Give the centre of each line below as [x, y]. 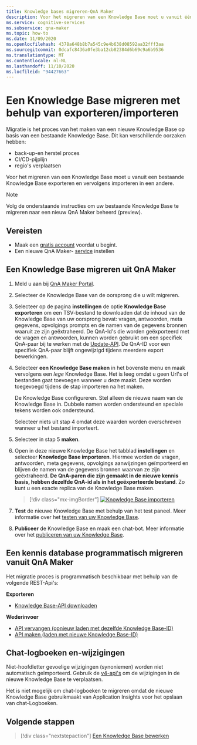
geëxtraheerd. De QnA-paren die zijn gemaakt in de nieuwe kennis [96, 476]
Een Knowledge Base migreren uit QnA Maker [91, 270]
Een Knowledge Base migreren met [93, 101]
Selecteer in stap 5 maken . [47, 439]
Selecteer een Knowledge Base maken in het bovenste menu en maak [100, 368]
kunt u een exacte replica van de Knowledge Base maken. [84, 488]
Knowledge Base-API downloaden [56, 605]
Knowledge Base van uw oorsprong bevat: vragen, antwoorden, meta [98, 319]
